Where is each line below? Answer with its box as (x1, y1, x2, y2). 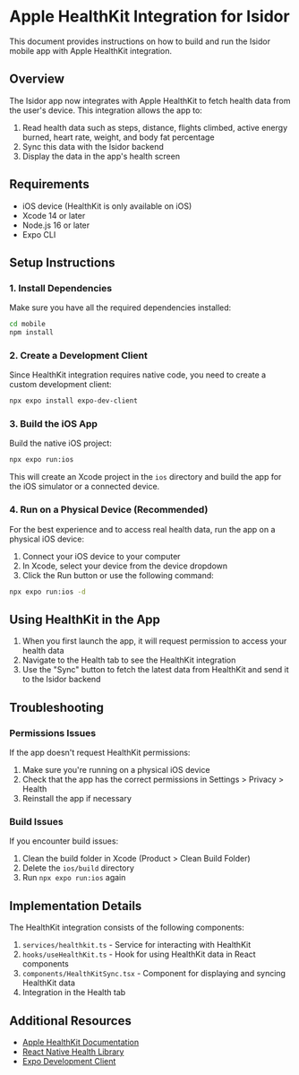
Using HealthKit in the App (9, 611, 161, 627)
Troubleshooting (9, 699, 105, 715)
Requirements (9, 177, 90, 192)
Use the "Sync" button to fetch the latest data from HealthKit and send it (21, 664, 289, 675)
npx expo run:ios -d (9, 587, 87, 596)
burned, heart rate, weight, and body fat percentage (21, 132, 215, 143)
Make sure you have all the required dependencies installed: (9, 302, 232, 313)
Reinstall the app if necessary (21, 793, 132, 804)
